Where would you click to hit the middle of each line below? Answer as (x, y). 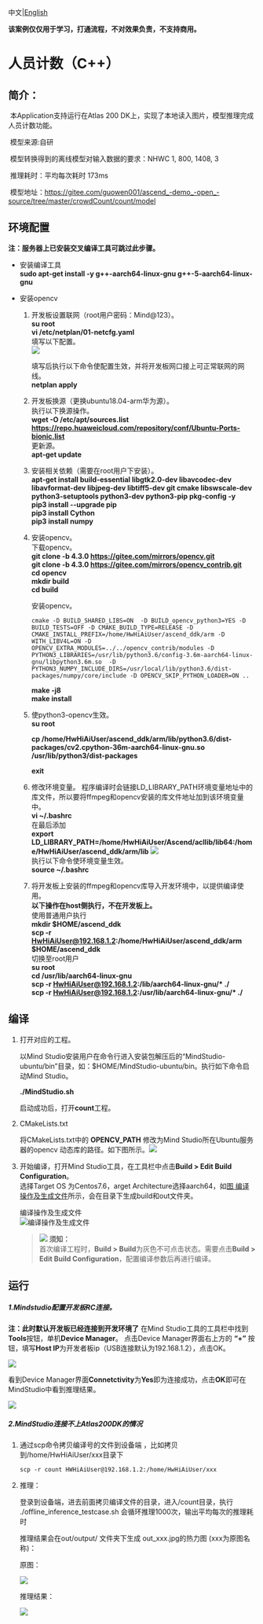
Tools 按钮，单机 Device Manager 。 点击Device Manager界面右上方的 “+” (127, 1338)
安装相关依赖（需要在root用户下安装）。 (95, 470)
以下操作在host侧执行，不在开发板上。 (94, 905)
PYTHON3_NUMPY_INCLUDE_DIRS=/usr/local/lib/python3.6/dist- (131, 669)
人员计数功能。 (32, 125)
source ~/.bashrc (60, 869)
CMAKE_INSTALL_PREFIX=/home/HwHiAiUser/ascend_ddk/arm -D (128, 634)
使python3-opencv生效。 (72, 715)
